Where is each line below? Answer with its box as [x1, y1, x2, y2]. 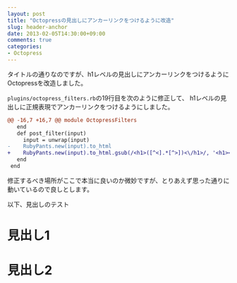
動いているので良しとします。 [7, 185, 94, 193]
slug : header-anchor [7, 23, 68, 30]
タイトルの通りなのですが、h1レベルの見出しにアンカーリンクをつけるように [7, 70, 229, 78]
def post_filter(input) [16, 130, 87, 137]
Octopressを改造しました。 [7, 78, 87, 87]
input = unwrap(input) [23, 136, 90, 143]
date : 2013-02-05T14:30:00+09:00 [7, 30, 106, 37]
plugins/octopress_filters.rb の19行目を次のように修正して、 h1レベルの [7, 93, 221, 102]
